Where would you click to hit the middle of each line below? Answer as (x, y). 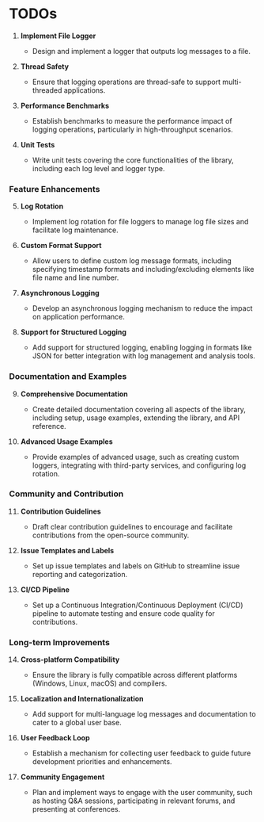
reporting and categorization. (80, 574)
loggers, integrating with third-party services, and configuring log (139, 465)
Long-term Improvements (59, 642)
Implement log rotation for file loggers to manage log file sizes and (140, 222)
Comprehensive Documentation (74, 394)
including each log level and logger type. (98, 168)
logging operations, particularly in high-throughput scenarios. (132, 129)
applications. (85, 90)
